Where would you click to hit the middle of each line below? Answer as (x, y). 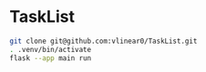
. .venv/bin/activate (51, 49)
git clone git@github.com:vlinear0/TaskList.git (103, 41)
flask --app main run (51, 58)
